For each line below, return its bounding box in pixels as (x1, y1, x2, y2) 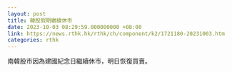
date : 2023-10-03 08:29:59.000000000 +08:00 (7, 23, 142, 30)
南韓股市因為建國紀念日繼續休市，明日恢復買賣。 (7, 57, 151, 66)
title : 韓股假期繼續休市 (7, 17, 73, 24)
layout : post (7, 10, 46, 18)
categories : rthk (7, 37, 59, 44)
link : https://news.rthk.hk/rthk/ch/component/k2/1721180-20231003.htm (7, 30, 225, 37)
